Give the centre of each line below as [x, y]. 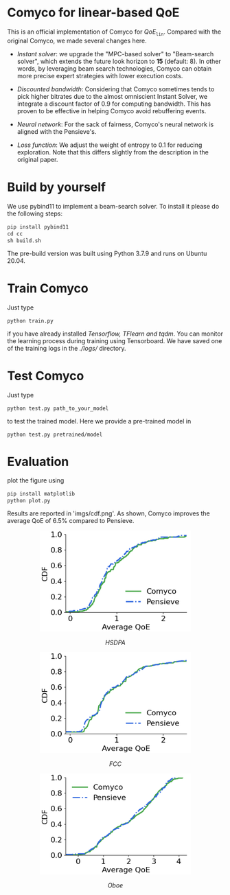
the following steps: [35, 213]
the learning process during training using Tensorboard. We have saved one [115, 340]
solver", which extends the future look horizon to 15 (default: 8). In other [119, 61]
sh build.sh [24, 241]
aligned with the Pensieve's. [57, 131]
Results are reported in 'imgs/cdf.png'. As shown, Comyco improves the [109, 513]
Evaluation [38, 462]
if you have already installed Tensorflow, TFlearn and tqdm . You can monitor [115, 334]
